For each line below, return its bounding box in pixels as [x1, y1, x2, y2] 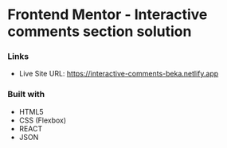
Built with [7, 89, 45, 100]
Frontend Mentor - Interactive [7, 6, 208, 24]
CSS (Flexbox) [18, 115, 67, 125]
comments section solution [7, 22, 192, 41]
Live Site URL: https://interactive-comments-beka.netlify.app [18, 69, 219, 79]
